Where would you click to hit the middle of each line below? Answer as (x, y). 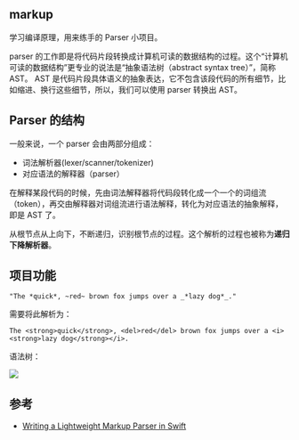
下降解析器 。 (32, 245)
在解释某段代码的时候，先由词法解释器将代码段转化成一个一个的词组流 (138, 192)
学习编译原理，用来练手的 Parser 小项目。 (86, 37)
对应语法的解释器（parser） (73, 174)
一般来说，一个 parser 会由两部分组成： (82, 143)
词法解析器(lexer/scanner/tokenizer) (88, 162)
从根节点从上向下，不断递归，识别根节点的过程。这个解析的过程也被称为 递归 (149, 233)
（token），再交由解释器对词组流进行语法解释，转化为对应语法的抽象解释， (146, 203)
